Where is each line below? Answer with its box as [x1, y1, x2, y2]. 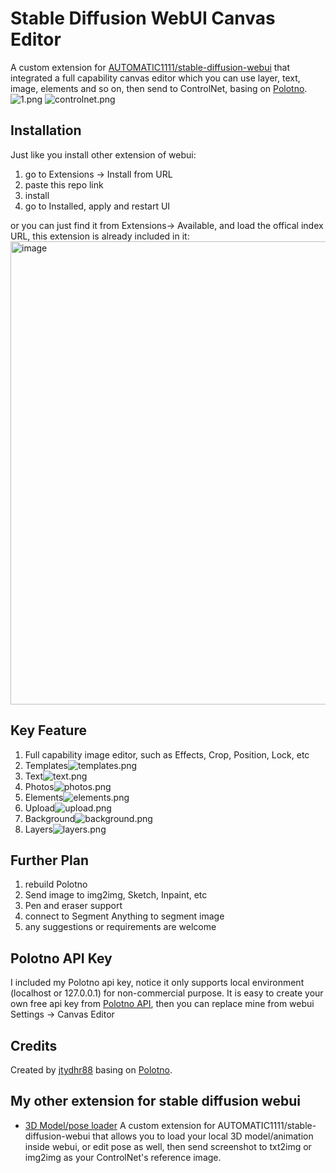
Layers [24, 823, 53, 835]
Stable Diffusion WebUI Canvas [10, 7, 276, 30]
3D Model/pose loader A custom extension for [24, 1119, 216, 1131]
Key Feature [10, 722, 87, 739]
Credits [10, 1037, 58, 1054]
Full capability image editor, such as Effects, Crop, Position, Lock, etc [24, 748, 310, 761]
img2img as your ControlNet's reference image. [24, 1151, 222, 1163]
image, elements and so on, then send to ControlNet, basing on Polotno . [10, 82, 308, 94]
